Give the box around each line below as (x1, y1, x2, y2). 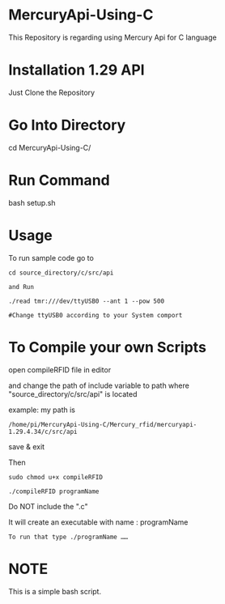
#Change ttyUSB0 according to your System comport (8, 311, 183, 319)
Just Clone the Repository (8, 87, 96, 97)
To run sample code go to (8, 253, 95, 262)
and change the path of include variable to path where (8, 381, 190, 390)
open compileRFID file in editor (8, 364, 112, 374)
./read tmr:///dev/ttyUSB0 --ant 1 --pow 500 (8, 297, 164, 305)
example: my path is (8, 405, 75, 415)
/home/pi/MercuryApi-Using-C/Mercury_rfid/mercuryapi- (8, 420, 197, 428)
